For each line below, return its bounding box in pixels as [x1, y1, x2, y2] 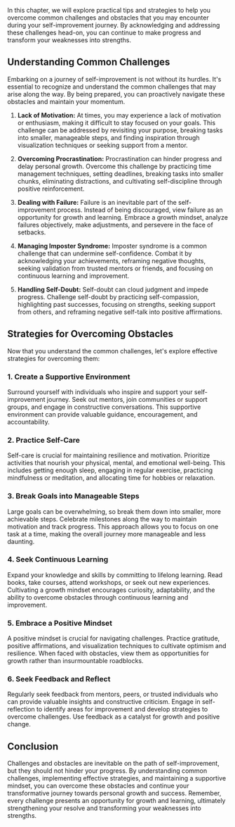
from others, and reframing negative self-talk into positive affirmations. [17, 308, 223, 316]
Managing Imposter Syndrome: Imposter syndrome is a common [17, 241, 207, 250]
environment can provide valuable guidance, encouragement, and [7, 410, 198, 418]
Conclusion [7, 740, 59, 752]
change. [7, 720, 32, 728]
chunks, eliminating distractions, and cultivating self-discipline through [17, 177, 222, 185]
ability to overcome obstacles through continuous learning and [7, 593, 189, 601]
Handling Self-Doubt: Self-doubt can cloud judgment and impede [17, 285, 209, 293]
